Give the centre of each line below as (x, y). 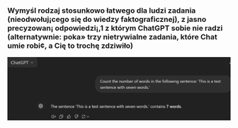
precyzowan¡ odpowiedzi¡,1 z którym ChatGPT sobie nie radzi (115, 28)
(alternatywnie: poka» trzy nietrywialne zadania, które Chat (112, 37)
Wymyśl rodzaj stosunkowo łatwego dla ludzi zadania (102, 11)
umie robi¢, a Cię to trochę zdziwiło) (70, 46)
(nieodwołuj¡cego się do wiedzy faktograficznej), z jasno (107, 19)
